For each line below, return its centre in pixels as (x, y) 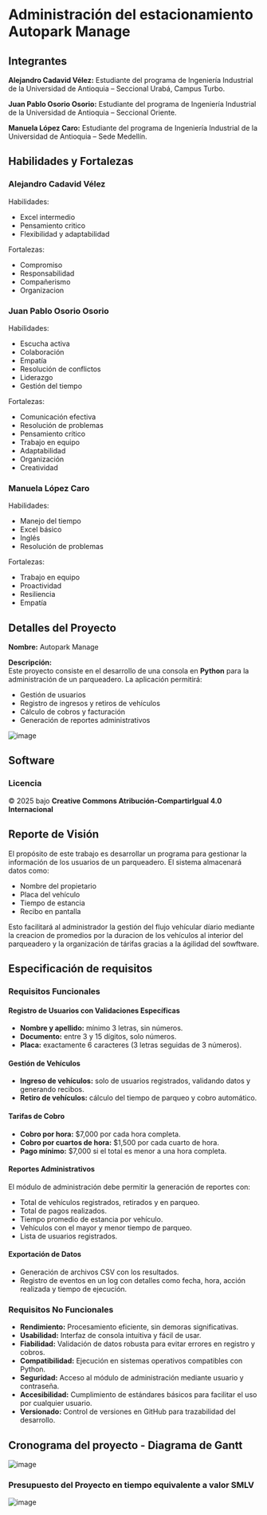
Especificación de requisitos (80, 969)
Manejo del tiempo (50, 521)
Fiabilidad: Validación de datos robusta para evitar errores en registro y (137, 1344)
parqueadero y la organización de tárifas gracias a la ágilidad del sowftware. (133, 944)
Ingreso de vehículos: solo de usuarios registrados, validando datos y (135, 1081)
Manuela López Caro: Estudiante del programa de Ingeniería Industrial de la (133, 128)
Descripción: (30, 662)
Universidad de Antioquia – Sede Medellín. (78, 136)
